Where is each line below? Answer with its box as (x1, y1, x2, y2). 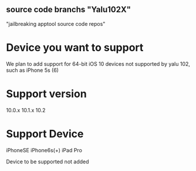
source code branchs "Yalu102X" (6, 5, 131, 15)
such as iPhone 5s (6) (6, 66, 59, 73)
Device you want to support (6, 41, 144, 54)
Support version (6, 87, 87, 100)
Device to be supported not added (6, 158, 89, 165)
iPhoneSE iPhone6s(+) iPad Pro (6, 146, 82, 153)
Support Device (6, 127, 84, 140)
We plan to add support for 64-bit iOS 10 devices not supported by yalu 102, (6, 60, 191, 67)
